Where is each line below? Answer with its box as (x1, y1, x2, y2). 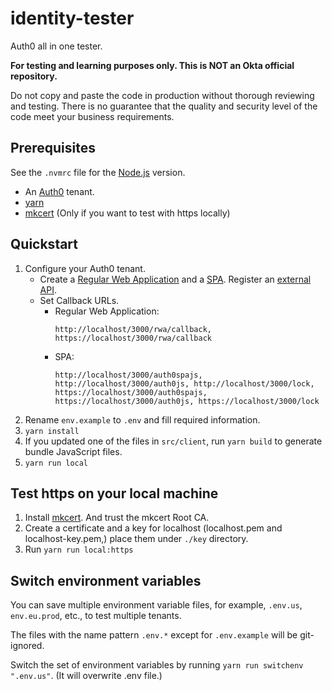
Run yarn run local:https (24, 543, 134, 556)
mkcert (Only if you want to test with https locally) (24, 207, 231, 219)
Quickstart (10, 236, 79, 253)
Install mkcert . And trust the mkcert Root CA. (24, 512, 210, 524)
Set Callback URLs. (39, 294, 120, 306)
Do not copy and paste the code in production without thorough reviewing (10, 89, 315, 101)
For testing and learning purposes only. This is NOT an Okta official (10, 59, 295, 71)
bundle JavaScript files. (24, 445, 123, 457)
